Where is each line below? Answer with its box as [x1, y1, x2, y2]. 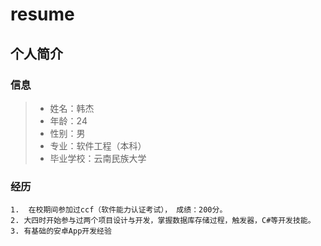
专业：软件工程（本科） [49, 139, 147, 152]
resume [10, 3, 75, 26]
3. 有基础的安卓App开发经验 [10, 226, 112, 237]
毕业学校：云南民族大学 [49, 152, 147, 164]
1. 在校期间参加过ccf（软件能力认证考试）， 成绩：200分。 [10, 205, 228, 215]
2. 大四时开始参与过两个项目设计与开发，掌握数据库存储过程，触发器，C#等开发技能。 [10, 216, 316, 226]
